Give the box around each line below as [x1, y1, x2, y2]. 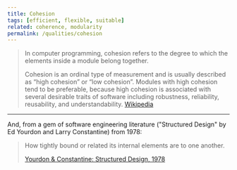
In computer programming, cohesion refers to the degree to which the [24, 49, 228, 58]
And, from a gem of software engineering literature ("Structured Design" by [7, 120, 227, 129]
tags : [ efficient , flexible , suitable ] [7, 17, 125, 24]
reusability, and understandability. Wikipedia [24, 100, 154, 109]
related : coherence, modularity [7, 23, 102, 30]
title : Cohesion [7, 10, 55, 18]
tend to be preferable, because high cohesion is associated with [24, 85, 212, 93]
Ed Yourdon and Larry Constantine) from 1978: [7, 128, 142, 136]
